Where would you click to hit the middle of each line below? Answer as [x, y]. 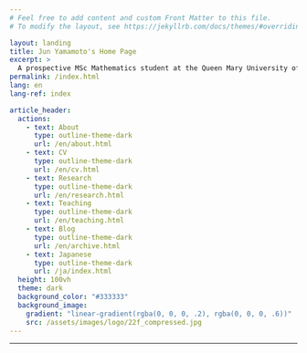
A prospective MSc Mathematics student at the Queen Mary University [153, 68]
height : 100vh [44, 280]
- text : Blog [51, 229]
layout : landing [40, 43]
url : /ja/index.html [73, 271]
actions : [34, 119]
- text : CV [47, 153]
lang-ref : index [40, 93]
